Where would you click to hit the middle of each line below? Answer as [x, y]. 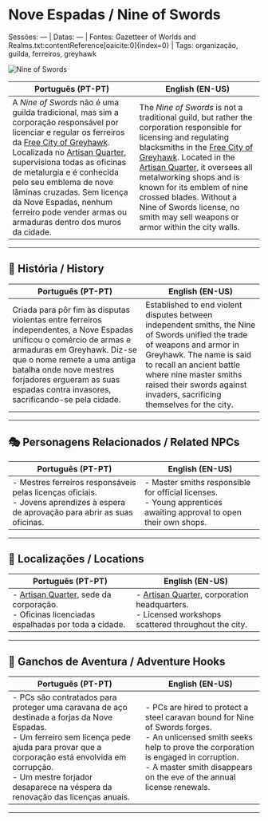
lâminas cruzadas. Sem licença [71, 191]
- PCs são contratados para [65, 697]
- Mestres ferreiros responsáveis [74, 482]
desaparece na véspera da [62, 787]
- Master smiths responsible [198, 482]
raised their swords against [196, 385]
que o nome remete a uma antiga [74, 359]
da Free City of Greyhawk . [61, 142]
